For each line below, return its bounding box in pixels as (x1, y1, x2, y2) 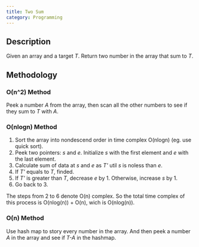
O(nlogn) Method (6, 122, 57, 131)
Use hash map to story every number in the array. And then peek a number (6, 227, 191, 234)
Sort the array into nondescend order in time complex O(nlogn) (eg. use (14, 136, 192, 144)
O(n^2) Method (6, 88, 51, 96)
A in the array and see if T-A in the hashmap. (6, 234, 117, 241)
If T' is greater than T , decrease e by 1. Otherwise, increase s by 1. (14, 174, 178, 182)
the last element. (14, 155, 56, 162)
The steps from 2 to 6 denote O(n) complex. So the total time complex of (6, 192, 185, 200)
